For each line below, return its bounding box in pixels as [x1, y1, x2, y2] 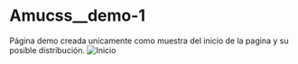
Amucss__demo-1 [9, 5, 146, 26]
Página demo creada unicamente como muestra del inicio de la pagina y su [9, 35, 289, 46]
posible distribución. [9, 44, 86, 55]
